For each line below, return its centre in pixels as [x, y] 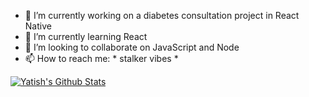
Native [38, 26]
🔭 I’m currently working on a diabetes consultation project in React [162, 15]
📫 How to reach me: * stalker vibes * [101, 58]
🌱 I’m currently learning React [86, 36]
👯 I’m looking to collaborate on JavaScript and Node [132, 47]
